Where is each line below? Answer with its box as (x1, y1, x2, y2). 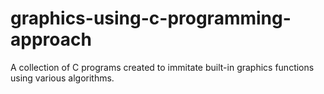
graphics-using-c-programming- (10, 7, 292, 30)
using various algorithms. (10, 72, 115, 84)
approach (10, 28, 92, 51)
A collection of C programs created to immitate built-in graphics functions (10, 61, 315, 73)
